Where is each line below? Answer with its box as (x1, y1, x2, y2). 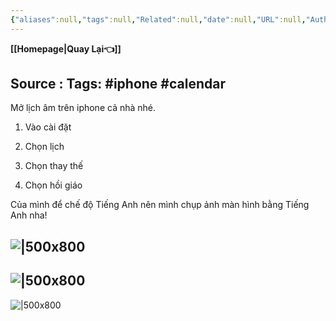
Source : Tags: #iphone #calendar (10, 76, 226, 93)
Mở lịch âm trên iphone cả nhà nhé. (10, 102, 157, 114)
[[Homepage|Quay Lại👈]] (10, 42, 122, 55)
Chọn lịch (24, 141, 65, 153)
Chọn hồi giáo (24, 179, 83, 191)
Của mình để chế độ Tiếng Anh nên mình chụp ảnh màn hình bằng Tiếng (10, 199, 310, 211)
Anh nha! (10, 209, 48, 221)
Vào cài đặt (24, 121, 72, 133)
